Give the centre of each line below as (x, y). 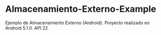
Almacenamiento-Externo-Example (81, 9)
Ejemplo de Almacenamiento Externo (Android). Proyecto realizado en (77, 23)
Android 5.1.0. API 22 (27, 28)
